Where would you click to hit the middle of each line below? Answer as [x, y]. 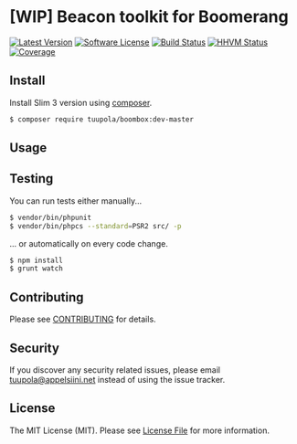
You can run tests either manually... [76, 201]
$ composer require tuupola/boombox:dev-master [102, 119]
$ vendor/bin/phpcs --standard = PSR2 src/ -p [95, 226]
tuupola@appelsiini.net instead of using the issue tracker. [117, 379]
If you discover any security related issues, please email [115, 370]
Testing [32, 179]
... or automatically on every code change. [89, 243]
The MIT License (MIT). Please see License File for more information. [139, 430]
